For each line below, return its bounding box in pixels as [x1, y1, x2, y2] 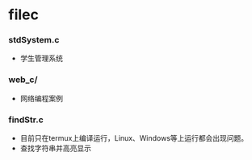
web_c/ [8, 74, 38, 85]
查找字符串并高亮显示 [19, 143, 91, 154]
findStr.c [8, 114, 44, 125]
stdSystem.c [8, 35, 60, 46]
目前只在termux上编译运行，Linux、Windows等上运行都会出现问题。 [19, 133, 249, 143]
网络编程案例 [19, 93, 63, 103]
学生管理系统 [19, 54, 63, 64]
